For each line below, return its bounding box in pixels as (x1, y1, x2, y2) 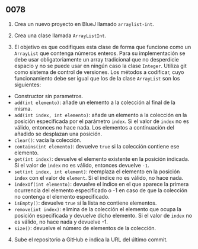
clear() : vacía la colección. (14, 136, 81, 144)
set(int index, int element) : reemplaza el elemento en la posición (14, 168, 180, 175)
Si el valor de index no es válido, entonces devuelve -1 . (14, 161, 149, 169)
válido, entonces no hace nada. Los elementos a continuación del (14, 124, 174, 131)
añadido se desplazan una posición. (14, 130, 103, 137)
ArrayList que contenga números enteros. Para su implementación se (14, 50, 186, 57)
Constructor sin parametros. (14, 92, 84, 99)
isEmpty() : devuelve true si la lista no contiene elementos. (14, 199, 157, 206)
